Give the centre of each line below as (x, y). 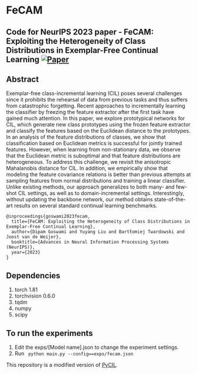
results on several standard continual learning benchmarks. (86, 205)
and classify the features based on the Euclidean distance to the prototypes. (98, 131)
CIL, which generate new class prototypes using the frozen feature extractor (98, 124)
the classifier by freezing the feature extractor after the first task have (90, 112)
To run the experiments (50, 333)
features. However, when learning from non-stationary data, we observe (93, 150)
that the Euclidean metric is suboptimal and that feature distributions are (93, 156)
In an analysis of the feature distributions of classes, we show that (86, 137)
